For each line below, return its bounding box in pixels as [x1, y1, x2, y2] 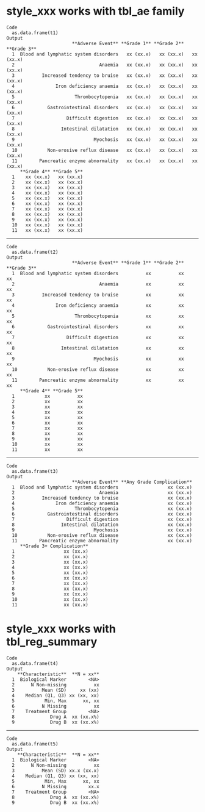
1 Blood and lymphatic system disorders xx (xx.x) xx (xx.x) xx [12, 51, 198, 57]
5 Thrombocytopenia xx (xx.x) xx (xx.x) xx [12, 93, 198, 100]
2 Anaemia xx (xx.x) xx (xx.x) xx [12, 62, 198, 68]
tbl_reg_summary [6, 635, 98, 649]
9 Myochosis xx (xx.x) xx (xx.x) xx [12, 136, 198, 143]
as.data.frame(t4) [12, 660, 59, 666]
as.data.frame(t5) [12, 741, 59, 747]
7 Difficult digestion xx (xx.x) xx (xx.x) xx [12, 115, 198, 121]
